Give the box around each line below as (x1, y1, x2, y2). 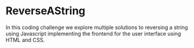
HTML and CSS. (5, 36, 45, 43)
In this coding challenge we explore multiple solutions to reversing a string (5, 24, 189, 31)
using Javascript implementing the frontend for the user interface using (5, 30, 181, 37)
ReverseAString (5, 4, 86, 18)
